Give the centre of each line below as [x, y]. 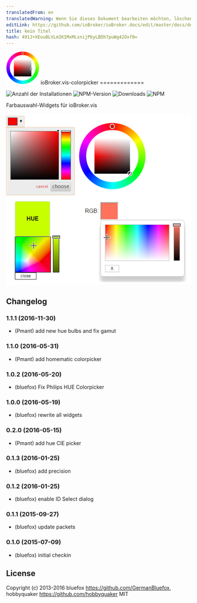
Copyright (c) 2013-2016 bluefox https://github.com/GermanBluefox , [89, 588]
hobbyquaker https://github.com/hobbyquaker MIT [67, 594]
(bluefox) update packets [45, 527]
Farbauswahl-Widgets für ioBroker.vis [52, 105]
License [21, 573]
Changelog [27, 301]
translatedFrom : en [30, 12]
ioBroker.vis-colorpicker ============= [92, 83]
